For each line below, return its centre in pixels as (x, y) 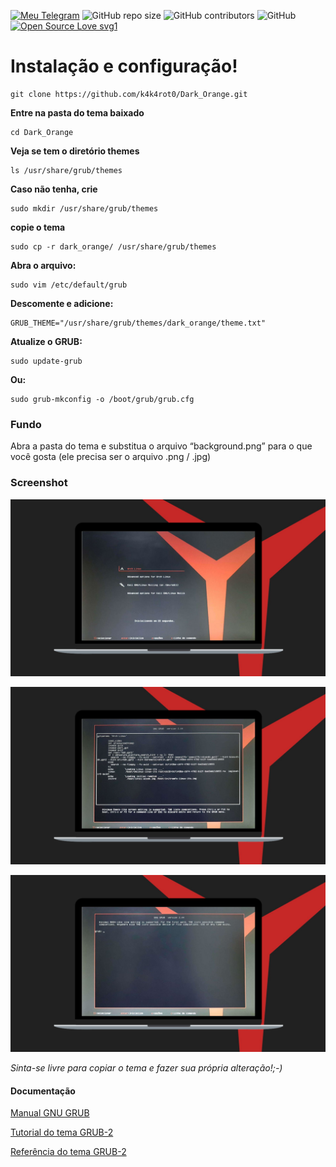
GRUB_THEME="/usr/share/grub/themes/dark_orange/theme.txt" (138, 323)
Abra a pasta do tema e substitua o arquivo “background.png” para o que (161, 446)
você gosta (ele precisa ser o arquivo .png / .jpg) (111, 457)
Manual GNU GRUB (50, 1113)
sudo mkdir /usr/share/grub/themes (84, 208)
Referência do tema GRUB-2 (68, 1152)
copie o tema (38, 227)
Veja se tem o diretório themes (75, 151)
